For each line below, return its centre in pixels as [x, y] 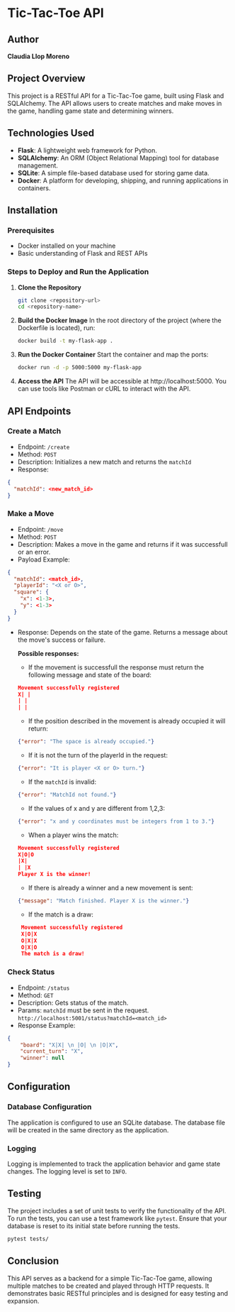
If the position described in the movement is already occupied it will [127, 721]
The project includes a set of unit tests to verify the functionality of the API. [117, 1210]
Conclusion [33, 1261]
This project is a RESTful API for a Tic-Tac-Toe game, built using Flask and [116, 95]
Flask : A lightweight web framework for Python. [87, 150]
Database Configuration [50, 1107]
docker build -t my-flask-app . [65, 341]
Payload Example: [44, 559]
